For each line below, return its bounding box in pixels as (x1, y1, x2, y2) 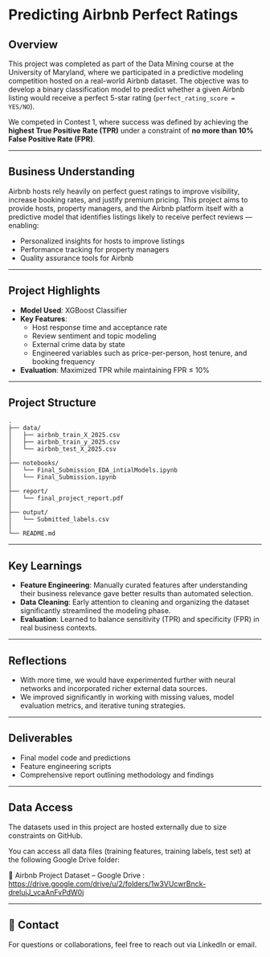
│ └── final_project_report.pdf (8, 494, 125, 503)
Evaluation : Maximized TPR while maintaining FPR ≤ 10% (19, 365, 211, 374)
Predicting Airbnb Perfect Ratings (8, 6, 239, 24)
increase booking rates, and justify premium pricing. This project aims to (8, 194, 248, 204)
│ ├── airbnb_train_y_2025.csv (8, 438, 121, 447)
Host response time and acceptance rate (31, 322, 167, 332)
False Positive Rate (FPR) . (8, 134, 96, 144)
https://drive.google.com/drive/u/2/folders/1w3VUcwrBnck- (8, 878, 207, 889)
